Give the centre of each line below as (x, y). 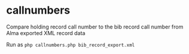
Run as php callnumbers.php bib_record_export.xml (70, 45)
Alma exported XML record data (46, 33)
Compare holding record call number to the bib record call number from (95, 27)
